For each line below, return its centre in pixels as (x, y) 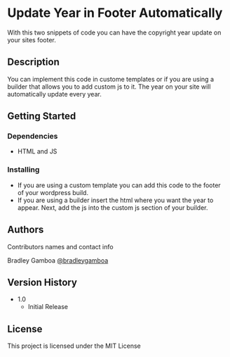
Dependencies (33, 137)
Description (33, 62)
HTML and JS (37, 151)
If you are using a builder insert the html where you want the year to (115, 200)
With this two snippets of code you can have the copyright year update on (114, 32)
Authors (26, 230)
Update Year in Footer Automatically (115, 13)
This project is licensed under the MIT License (74, 346)
